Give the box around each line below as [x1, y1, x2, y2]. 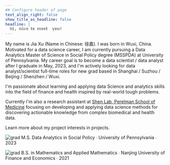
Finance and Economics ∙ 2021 [5, 155, 70, 161]
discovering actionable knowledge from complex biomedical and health [5, 110, 155, 116]
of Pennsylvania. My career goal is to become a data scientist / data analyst [5, 57, 164, 63]
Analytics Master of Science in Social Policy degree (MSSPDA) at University [5, 52, 164, 58]
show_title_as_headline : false [5, 17, 72, 22]
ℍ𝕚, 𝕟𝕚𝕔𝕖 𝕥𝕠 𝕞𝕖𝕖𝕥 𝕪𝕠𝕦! [10, 26, 62, 31]
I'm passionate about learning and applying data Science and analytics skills [5, 83, 165, 89]
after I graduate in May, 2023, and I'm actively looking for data [5, 63, 135, 69]
